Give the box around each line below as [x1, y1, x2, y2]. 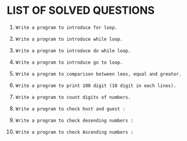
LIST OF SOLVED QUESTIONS [7, 4, 155, 17]
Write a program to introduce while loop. [15, 36, 123, 42]
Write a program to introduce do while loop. [15, 47, 131, 54]
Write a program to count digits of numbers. [15, 94, 131, 100]
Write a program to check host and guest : [15, 106, 126, 112]
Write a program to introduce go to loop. [15, 59, 123, 65]
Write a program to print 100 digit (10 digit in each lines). [15, 82, 177, 89]
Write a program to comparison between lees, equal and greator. [15, 71, 182, 77]
